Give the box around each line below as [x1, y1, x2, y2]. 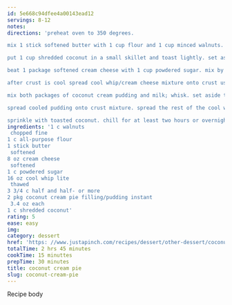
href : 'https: [7, 239, 48, 246]
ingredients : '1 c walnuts [7, 123, 85, 130]
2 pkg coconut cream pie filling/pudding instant [7, 194, 153, 201]
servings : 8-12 [7, 17, 51, 24]
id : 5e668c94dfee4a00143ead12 [7, 10, 95, 17]
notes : [7, 23, 26, 30]
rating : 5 [7, 213, 36, 220]
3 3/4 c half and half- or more [7, 187, 100, 194]
